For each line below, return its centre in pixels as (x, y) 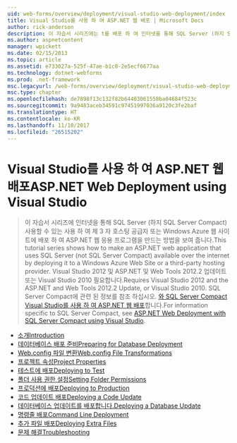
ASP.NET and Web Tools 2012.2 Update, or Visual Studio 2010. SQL (122, 288)
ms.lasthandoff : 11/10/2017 (49, 125)
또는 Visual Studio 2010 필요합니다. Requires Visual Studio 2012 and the (126, 280)
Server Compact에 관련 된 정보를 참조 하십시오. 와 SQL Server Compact (126, 296)
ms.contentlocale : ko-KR (44, 119)
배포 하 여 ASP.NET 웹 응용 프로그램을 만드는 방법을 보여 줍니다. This (132, 240)
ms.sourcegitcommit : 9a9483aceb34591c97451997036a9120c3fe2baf (102, 106)
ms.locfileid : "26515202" (45, 132)
